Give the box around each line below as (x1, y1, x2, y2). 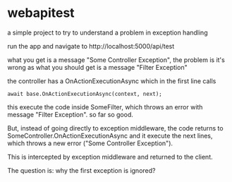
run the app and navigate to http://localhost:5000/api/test (7, 42, 175, 50)
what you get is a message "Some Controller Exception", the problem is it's (7, 55, 226, 64)
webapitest (7, 5, 75, 21)
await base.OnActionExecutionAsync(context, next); (7, 90, 162, 97)
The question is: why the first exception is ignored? (7, 166, 156, 174)
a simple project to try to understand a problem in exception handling (7, 28, 208, 37)
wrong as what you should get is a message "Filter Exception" (7, 63, 188, 71)
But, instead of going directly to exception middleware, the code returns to (7, 123, 224, 132)
